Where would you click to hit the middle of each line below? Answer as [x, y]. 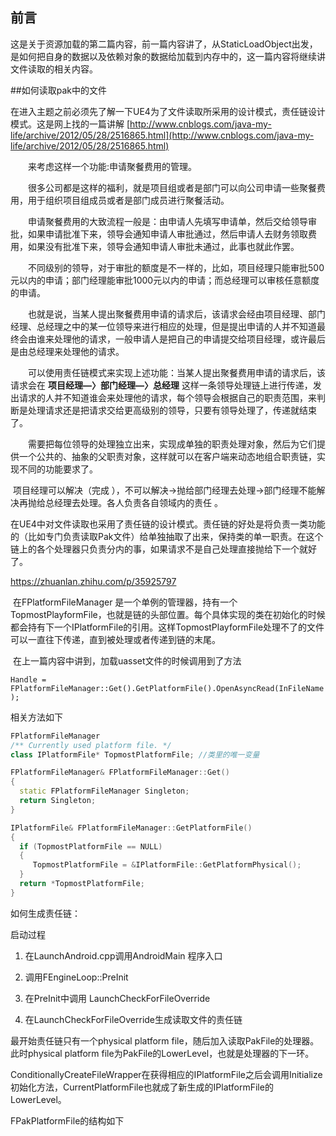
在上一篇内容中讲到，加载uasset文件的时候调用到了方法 [127, 660]
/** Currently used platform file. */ [91, 745]
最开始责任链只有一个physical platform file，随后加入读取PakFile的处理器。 [165, 1040]
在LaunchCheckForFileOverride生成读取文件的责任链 [133, 1019]
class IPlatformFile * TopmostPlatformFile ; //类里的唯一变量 [135, 754]
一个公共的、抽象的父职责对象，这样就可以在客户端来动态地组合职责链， [167, 456]
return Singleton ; [58, 801]
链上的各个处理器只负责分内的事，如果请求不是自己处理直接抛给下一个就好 [163, 549]
